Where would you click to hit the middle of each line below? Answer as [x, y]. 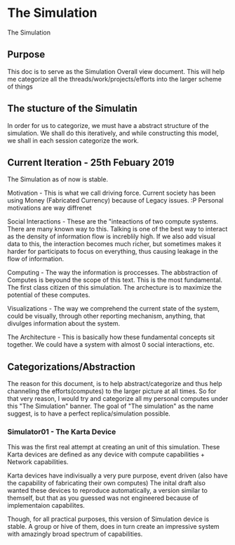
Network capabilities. [38, 462]
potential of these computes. [49, 295]
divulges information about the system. [64, 323]
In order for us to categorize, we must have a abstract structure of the [108, 125]
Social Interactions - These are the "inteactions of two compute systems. [113, 222]
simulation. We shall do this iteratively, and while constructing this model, [113, 133]
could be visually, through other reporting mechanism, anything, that [106, 316]
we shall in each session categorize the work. [73, 140]
